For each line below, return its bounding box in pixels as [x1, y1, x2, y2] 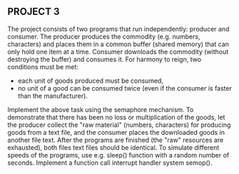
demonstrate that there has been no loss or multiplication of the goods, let [7, 113, 225, 121]
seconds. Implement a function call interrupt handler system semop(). [7, 158, 213, 167]
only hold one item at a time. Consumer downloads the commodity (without [7, 47, 229, 56]
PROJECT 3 [7, 6, 60, 18]
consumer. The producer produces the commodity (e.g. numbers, [7, 32, 200, 41]
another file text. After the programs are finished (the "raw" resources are [7, 135, 224, 144]
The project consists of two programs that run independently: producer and [7, 24, 230, 33]
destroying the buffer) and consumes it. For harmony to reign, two [7, 55, 202, 63]
